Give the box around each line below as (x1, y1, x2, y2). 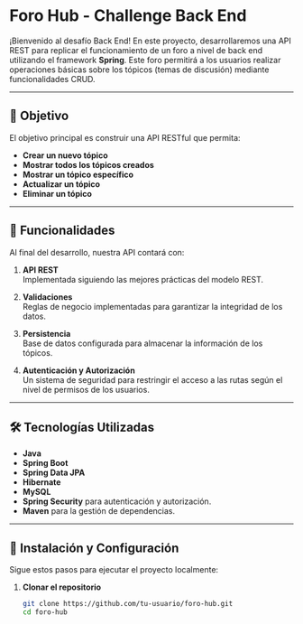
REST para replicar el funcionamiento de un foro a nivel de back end (9, 44, 263, 55)
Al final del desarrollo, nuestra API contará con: (9, 247, 185, 257)
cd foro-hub (22, 608, 68, 617)
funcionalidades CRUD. (9, 73, 96, 84)
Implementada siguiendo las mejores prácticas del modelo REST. (22, 274, 264, 284)
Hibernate (22, 477, 61, 488)
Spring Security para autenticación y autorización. (22, 496, 212, 507)
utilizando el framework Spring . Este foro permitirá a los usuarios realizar (9, 54, 281, 65)
